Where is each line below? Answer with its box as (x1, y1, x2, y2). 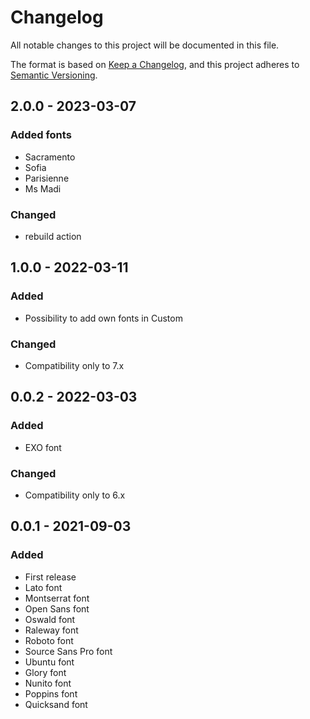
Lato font (24, 581, 63, 593)
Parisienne (24, 172, 70, 184)
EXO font (24, 441, 62, 453)
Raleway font (24, 624, 79, 636)
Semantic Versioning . (10, 69, 98, 81)
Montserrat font (24, 592, 90, 604)
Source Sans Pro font (24, 645, 113, 657)
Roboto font (24, 634, 74, 646)
